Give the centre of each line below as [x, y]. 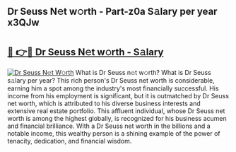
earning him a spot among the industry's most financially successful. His [113, 88]
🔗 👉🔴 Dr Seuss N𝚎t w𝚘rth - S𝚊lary [85, 52]
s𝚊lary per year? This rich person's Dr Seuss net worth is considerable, [111, 80]
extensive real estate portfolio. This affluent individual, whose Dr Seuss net [116, 111]
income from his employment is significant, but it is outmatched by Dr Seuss [118, 96]
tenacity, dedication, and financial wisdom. [70, 141]
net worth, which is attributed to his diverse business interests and [104, 103]
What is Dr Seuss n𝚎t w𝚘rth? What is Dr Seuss [143, 72]
